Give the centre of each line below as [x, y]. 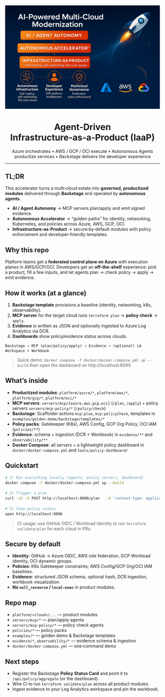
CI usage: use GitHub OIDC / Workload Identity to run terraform [82, 523]
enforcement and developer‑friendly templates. [60, 234]
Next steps [22, 661]
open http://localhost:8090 [34, 514]
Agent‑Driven [82, 127]
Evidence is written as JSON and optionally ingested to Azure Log [79, 326]
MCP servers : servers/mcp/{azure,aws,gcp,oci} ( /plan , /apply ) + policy [85, 403]
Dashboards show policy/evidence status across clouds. [70, 336]
